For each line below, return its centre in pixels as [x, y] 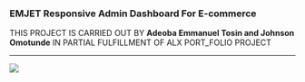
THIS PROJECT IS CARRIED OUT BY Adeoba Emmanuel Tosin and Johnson [152, 33]
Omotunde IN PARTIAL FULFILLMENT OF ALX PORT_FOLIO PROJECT [141, 42]
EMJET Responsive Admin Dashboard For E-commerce [133, 14]
